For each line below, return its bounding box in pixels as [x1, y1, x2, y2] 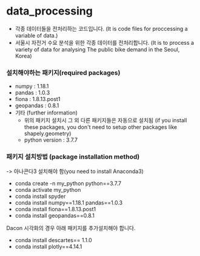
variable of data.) [15, 31, 58, 39]
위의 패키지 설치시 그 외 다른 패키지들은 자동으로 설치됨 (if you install [24, 117, 187, 124]
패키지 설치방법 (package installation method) [6, 153, 140, 161]
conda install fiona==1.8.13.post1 [15, 205, 96, 212]
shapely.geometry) [24, 130, 72, 137]
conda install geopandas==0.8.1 [15, 212, 95, 219]
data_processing [6, 4, 93, 18]
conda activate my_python [15, 186, 81, 193]
